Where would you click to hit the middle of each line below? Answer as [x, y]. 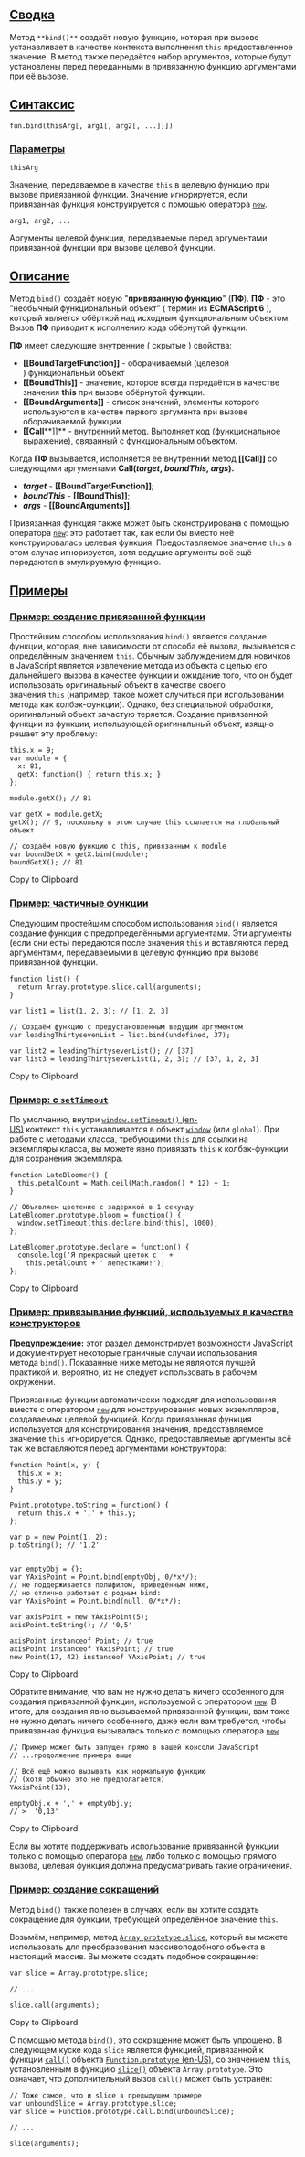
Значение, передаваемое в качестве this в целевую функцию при [140, 184]
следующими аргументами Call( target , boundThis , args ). [122, 468]
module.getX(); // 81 [51, 799]
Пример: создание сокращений [84, 1890]
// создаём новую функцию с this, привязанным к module [118, 847]
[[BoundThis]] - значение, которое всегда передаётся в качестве [151, 382]
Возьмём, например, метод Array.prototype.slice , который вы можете [149, 1937]
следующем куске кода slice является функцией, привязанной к [137, 2049]
